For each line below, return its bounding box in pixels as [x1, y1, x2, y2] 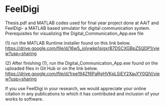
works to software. [5, 96, 44, 102]
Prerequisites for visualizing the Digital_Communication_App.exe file [5, 30, 144, 36]
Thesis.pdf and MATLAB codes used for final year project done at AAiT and [5, 20, 160, 26]
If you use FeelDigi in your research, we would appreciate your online [5, 85, 147, 91]
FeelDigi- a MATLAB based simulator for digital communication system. [5, 25, 151, 31]
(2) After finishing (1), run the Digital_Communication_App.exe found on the [5, 60, 158, 66]
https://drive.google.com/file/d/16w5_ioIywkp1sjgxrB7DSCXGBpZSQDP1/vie [5, 45, 160, 51]
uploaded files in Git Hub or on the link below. [5, 65, 98, 71]
